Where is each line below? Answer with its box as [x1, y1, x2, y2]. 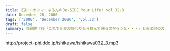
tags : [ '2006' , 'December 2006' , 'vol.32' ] [5, 17, 99, 22]
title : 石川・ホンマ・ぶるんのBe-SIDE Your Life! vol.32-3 [5, 7, 124, 13]
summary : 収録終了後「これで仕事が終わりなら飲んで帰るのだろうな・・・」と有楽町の [5, 26, 161, 31]
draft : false [5, 21, 33, 27]
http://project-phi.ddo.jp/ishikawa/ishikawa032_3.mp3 [5, 40, 119, 46]
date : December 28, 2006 [5, 12, 58, 17]
